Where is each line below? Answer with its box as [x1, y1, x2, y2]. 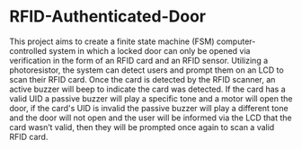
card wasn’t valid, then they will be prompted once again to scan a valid [9, 121, 275, 132]
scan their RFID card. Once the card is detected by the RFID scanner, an [9, 74, 276, 84]
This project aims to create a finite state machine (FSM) [9, 36, 215, 47]
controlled [9, 45, 48, 56]
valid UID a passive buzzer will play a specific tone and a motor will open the [9, 92, 293, 104]
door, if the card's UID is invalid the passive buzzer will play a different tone [9, 102, 289, 113]
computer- [216, 36, 256, 47]
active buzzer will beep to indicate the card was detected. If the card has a [9, 83, 286, 94]
